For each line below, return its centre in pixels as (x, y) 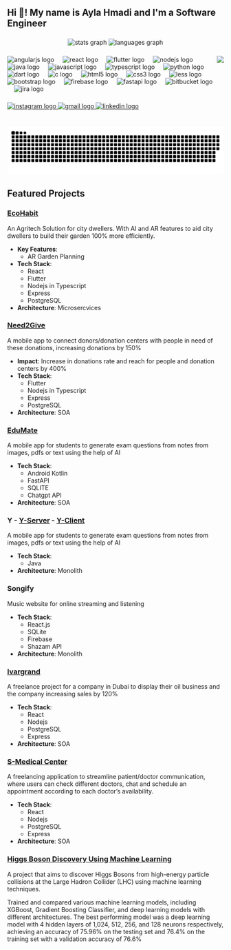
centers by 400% (42, 368)
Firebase (40, 639)
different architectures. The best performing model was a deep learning (109, 917)
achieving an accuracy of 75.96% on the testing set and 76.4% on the (106, 931)
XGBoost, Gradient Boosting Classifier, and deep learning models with (106, 909)
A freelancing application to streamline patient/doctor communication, (106, 777)
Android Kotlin (47, 474)
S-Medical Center (37, 761)
